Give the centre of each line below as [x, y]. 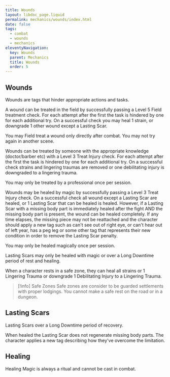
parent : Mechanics [29, 57]
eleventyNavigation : [27, 48]
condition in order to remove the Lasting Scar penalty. [61, 235]
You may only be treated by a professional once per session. [69, 182]
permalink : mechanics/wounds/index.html [49, 19]
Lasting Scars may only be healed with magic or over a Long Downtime [79, 255]
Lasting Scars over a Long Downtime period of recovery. [64, 325]
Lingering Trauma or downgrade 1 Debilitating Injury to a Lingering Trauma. [84, 276]
